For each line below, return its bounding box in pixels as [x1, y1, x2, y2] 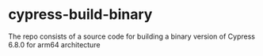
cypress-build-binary [8, 6, 153, 24]
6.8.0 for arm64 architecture [8, 39, 101, 49]
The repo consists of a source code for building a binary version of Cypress [8, 32, 256, 41]
